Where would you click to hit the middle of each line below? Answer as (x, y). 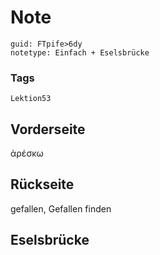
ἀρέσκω (27, 153)
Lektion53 (31, 99)
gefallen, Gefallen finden (61, 208)
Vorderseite (48, 129)
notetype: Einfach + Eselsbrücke (80, 52)
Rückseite (42, 184)
